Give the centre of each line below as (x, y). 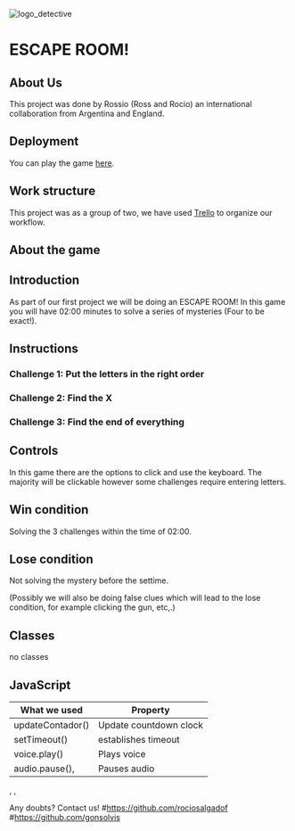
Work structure (53, 191)
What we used (51, 711)
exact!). (23, 320)
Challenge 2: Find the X (61, 399)
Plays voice (122, 754)
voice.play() (39, 754)
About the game (55, 250)
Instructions (44, 349)
